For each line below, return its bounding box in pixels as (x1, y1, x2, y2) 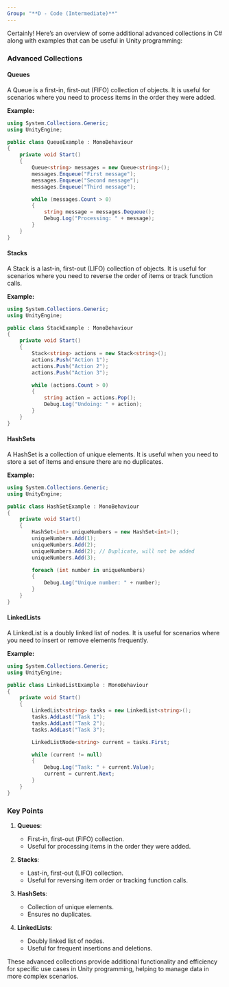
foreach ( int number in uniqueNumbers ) (32, 566, 146, 573)
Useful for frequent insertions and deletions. (27, 944, 153, 953)
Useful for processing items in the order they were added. (27, 842, 191, 851)
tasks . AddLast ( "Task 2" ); (32, 720, 106, 727)
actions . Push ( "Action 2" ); (32, 363, 109, 370)
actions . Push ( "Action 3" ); (32, 369, 109, 376)
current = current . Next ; (43, 770, 115, 778)
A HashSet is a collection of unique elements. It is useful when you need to (7, 450, 219, 458)
